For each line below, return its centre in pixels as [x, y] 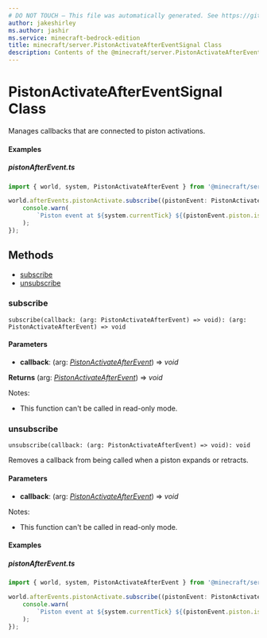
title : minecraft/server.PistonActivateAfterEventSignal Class [115, 45]
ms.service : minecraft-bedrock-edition [74, 38]
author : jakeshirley [43, 23]
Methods [31, 255]
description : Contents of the [58, 53]
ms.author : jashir [39, 30]
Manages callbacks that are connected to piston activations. [107, 130]
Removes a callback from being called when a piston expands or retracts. [128, 460]
